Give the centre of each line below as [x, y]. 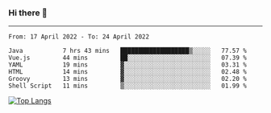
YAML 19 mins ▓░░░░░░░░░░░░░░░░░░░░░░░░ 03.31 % [128, 65]
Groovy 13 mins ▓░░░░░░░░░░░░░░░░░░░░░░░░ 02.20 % [128, 79]
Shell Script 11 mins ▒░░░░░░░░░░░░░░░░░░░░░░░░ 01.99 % [128, 86]
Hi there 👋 [28, 13]
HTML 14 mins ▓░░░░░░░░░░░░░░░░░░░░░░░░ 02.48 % [128, 72]
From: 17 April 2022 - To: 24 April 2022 [79, 37]
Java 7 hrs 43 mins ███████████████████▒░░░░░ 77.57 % [128, 51]
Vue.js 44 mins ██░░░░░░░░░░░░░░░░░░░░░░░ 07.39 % [128, 58]
